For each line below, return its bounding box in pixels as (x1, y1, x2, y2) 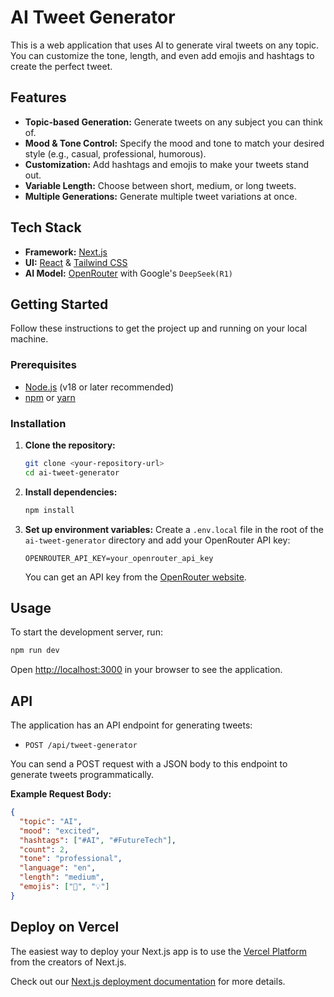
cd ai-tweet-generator (24, 467, 120, 478)
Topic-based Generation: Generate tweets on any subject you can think (24, 116, 323, 128)
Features (10, 89, 67, 106)
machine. (10, 333, 49, 345)
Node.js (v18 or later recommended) (24, 381, 175, 393)
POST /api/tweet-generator (24, 741, 138, 751)
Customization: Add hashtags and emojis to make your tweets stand (24, 158, 310, 170)
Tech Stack (10, 219, 82, 236)
